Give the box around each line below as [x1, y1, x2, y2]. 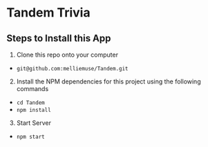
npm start [16, 133, 46, 140]
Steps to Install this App [6, 32, 111, 44]
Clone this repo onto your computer [16, 50, 119, 59]
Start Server [16, 119, 51, 127]
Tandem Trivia [6, 5, 91, 21]
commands [16, 85, 49, 92]
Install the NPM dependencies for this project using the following [16, 77, 201, 86]
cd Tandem [16, 99, 46, 106]
